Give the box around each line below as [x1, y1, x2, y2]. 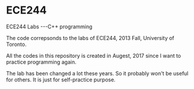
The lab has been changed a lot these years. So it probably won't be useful [6, 70, 189, 77]
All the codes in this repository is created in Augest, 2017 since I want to [6, 52, 182, 59]
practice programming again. [6, 58, 77, 65]
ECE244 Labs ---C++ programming [6, 23, 93, 30]
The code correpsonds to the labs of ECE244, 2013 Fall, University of [6, 34, 175, 41]
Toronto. [6, 41, 27, 48]
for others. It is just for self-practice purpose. [6, 76, 116, 83]
